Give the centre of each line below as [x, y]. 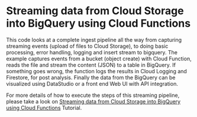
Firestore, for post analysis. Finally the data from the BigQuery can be [91, 77]
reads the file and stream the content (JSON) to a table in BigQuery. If [91, 65]
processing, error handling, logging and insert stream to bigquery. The [92, 52]
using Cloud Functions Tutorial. [44, 108]
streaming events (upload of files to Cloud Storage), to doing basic [87, 46]
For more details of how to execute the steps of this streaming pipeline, [93, 95]
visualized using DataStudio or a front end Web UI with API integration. [92, 83]
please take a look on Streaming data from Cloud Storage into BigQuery [93, 101]
